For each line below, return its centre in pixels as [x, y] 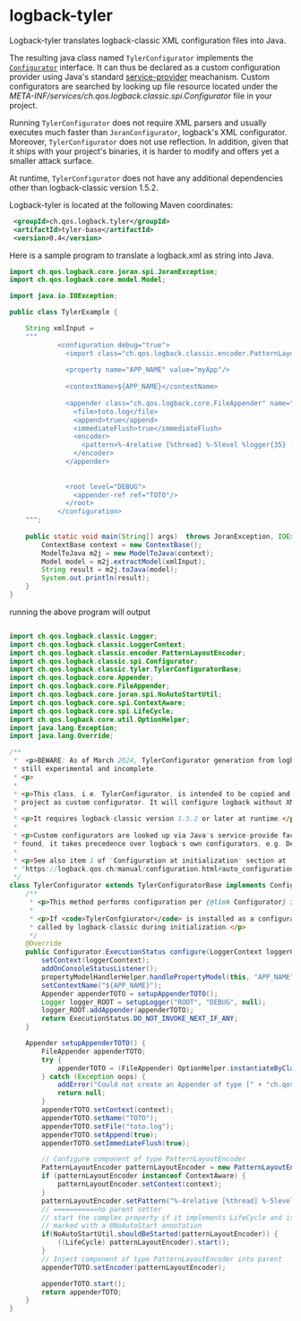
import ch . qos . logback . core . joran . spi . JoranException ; [114, 271]
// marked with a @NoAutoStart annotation [122, 1226]
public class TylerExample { [64, 313]
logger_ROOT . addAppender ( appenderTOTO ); [118, 1010]
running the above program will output [80, 612]
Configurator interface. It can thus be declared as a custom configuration [145, 67]
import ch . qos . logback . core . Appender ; [82, 678]
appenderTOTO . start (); [84, 1283]
